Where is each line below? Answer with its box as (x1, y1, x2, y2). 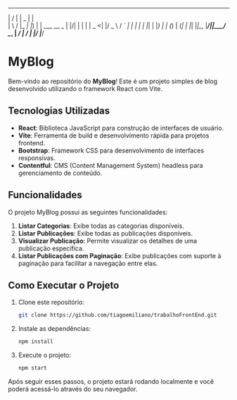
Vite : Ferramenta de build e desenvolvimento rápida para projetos (18, 131, 210, 140)
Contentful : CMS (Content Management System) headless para (18, 161, 203, 169)
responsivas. (18, 153, 56, 162)
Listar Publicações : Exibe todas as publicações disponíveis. (18, 229, 193, 237)
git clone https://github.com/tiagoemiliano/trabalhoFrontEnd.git (18, 312, 217, 319)
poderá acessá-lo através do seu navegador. (8, 385, 138, 393)
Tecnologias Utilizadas (8, 105, 110, 117)
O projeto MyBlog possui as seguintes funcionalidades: (8, 207, 168, 216)
